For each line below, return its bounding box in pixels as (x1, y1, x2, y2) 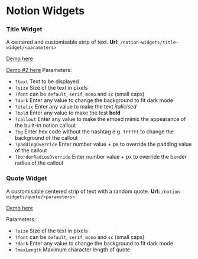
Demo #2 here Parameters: (6, 67, 72, 74)
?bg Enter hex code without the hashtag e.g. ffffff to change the (14, 128, 174, 135)
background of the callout (14, 135, 78, 142)
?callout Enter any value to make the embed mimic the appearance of (14, 116, 186, 123)
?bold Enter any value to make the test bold (14, 109, 121, 116)
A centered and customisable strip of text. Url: (6, 38, 119, 45)
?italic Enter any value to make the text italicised (14, 103, 137, 110)
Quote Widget (6, 174, 47, 182)
